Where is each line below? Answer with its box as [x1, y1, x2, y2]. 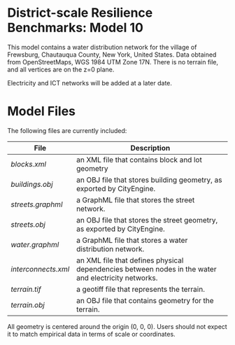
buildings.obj [10, 179, 54, 189]
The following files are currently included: [7, 126, 127, 134]
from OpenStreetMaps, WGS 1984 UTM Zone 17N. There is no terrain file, [7, 57, 219, 66]
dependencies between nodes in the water [76, 264, 217, 274]
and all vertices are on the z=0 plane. [7, 65, 115, 73]
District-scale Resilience [7, 5, 153, 21]
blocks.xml [10, 159, 47, 169]
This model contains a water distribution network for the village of [7, 43, 197, 51]
